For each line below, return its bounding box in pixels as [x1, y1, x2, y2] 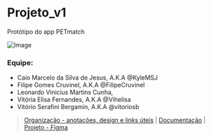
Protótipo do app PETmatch [7, 27, 85, 36]
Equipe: [7, 58, 34, 67]
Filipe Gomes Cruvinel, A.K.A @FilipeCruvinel [16, 81, 145, 89]
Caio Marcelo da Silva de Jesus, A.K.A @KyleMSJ [16, 73, 158, 82]
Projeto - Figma [23, 124, 69, 132]
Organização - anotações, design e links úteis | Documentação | [23, 116, 206, 124]
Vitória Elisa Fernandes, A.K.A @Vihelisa [16, 95, 132, 104]
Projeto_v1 [7, 5, 67, 21]
